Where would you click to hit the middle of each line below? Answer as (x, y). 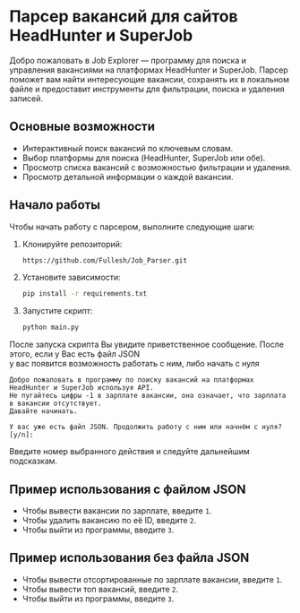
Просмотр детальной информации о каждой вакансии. (128, 177)
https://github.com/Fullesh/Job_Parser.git (105, 260)
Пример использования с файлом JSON (128, 489)
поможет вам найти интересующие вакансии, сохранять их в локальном (149, 79)
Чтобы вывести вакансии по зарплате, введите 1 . (117, 511)
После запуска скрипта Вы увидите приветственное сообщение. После (147, 345)
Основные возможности (82, 127)
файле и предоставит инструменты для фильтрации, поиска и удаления (147, 89)
